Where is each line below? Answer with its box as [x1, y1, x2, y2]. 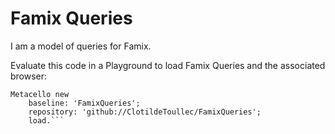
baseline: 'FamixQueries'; [28, 98, 141, 108]
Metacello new [10, 89, 70, 99]
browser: [10, 70, 48, 82]
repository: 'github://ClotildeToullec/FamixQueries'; [28, 107, 262, 117]
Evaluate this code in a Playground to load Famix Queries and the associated [10, 59, 326, 71]
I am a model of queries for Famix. [10, 40, 152, 52]
